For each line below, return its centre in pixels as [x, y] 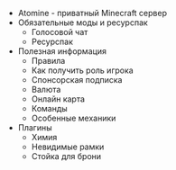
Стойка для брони [66, 156]
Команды [49, 108]
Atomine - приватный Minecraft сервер [92, 13]
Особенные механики [74, 118]
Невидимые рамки [68, 147]
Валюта [46, 89]
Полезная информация [62, 51]
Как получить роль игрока [82, 70]
